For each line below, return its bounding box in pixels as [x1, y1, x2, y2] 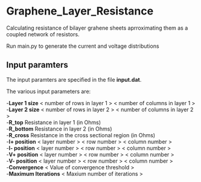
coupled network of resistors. [6, 30, 80, 37]
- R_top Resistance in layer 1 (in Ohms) [6, 119, 101, 126]
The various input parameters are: [6, 88, 91, 95]
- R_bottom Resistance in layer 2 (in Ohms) [6, 125, 113, 132]
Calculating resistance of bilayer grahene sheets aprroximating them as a [6, 24, 188, 31]
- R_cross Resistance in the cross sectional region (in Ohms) [6, 131, 156, 138]
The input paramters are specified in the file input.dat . [6, 76, 142, 83]
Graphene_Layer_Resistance [6, 4, 154, 18]
